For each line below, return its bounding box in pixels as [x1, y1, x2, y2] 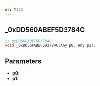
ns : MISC [5, 7, 23, 12]
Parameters [5, 57, 42, 65]
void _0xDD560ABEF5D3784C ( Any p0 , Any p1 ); [5, 43, 96, 48]
